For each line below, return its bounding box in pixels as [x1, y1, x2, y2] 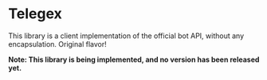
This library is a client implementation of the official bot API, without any [8, 31, 245, 40]
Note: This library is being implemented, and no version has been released [8, 55, 260, 64]
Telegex [8, 5, 62, 23]
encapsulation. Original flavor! [8, 39, 107, 48]
